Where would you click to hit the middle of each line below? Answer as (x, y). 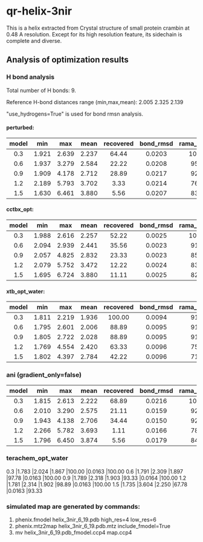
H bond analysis (31, 77)
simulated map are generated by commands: (73, 506)
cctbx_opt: (20, 210)
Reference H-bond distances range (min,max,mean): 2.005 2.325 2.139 (95, 102)
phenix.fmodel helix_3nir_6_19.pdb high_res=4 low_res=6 (86, 520)
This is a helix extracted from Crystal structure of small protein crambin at (98, 28)
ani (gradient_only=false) (44, 375)
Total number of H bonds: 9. (41, 90)
